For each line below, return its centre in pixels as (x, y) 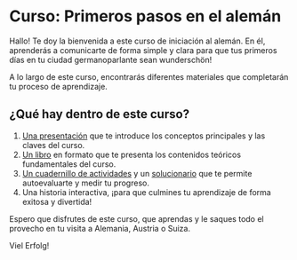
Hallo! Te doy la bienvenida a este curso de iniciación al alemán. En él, (137, 41)
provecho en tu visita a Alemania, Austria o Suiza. (100, 228)
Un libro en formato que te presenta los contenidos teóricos (132, 154)
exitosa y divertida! (57, 201)
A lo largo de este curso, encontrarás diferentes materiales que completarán (149, 76)
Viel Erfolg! (29, 245)
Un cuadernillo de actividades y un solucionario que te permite (137, 173)
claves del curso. (53, 145)
